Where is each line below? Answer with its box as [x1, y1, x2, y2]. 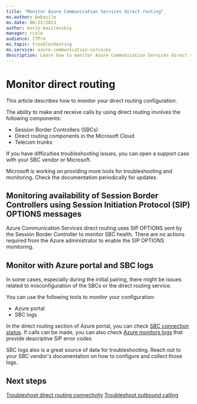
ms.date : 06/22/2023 [6, 19, 57, 25]
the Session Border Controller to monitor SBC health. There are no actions [6, 231, 185, 238]
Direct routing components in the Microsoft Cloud [14, 132, 135, 139]
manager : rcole [6, 31, 43, 36]
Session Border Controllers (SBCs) [14, 126, 98, 133]
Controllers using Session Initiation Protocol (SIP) [6, 200, 191, 210]
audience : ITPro [6, 36, 46, 42]
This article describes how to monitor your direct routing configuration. [6, 97, 178, 104]
